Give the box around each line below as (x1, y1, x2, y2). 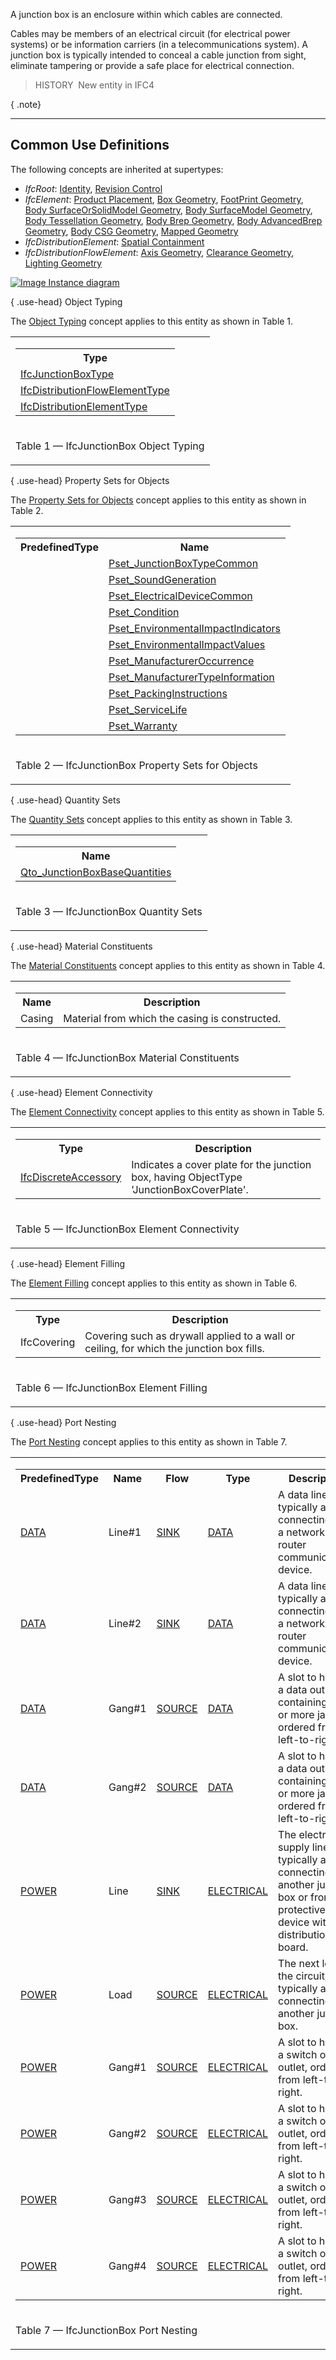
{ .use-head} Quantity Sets (10, 794, 121, 806)
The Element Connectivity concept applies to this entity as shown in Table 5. (10, 1105, 325, 1118)
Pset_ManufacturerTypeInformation (108, 670, 275, 684)
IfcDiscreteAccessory (20, 1170, 122, 1184)
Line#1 (108, 1525, 142, 1539)
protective (278, 1902, 326, 1916)
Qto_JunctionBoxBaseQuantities (20, 865, 172, 879)
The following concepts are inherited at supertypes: (10, 163, 224, 175)
